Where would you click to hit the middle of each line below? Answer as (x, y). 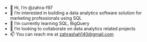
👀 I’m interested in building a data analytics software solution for (76, 13)
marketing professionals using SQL (46, 18)
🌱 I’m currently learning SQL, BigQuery (50, 23)
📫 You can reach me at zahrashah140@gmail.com (62, 34)
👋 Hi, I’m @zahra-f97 (31, 8)
